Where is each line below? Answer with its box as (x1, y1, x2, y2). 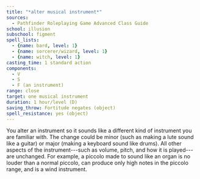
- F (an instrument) (12, 83, 64, 89)
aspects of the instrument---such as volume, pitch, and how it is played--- (6, 146, 193, 154)
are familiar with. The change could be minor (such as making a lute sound (6, 133, 194, 141)
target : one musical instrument (6, 93, 88, 100)
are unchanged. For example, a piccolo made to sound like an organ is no (6, 153, 191, 160)
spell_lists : (6, 37, 40, 43)
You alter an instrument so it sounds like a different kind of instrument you (6, 127, 192, 134)
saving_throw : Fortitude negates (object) (6, 104, 116, 111)
